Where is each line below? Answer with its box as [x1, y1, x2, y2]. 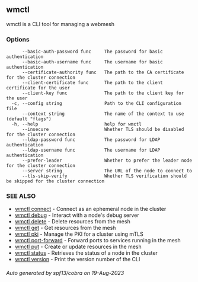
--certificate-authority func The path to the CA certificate [21, 69, 184, 76]
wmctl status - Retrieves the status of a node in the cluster [14, 249, 158, 257]
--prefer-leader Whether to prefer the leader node [21, 158, 193, 164]
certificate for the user [6, 85, 70, 91]
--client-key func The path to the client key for [21, 90, 184, 97]
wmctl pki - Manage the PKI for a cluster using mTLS [14, 230, 143, 238]
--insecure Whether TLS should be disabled [21, 127, 184, 133]
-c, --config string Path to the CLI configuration [11, 101, 182, 107]
